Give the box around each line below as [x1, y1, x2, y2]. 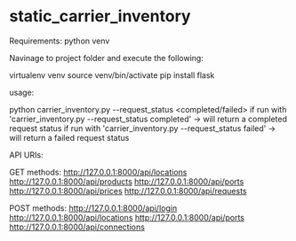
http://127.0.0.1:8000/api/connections [9, 222, 145, 232]
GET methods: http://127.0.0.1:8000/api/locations [9, 167, 188, 177]
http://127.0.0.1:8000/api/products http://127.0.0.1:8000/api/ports [9, 175, 244, 187]
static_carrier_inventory [9, 6, 191, 27]
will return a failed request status [9, 132, 130, 143]
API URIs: [9, 149, 44, 160]
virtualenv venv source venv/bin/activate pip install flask [9, 69, 215, 81]
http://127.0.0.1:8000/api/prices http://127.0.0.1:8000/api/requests [9, 185, 247, 196]
